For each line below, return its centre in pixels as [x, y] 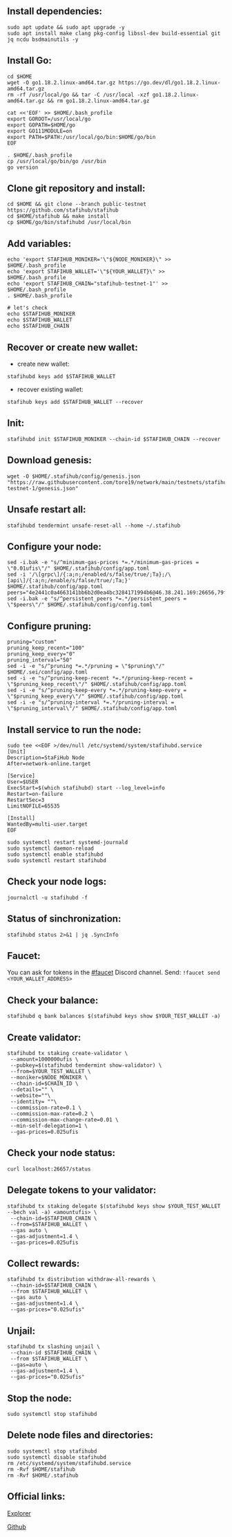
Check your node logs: [57, 882]
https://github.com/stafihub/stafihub [63, 210]
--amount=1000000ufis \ [44, 1059]
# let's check [28, 308]
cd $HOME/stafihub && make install [58, 216]
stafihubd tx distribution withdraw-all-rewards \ [81, 1279]
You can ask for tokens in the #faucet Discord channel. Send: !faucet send [114, 972]
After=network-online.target [49, 763]
